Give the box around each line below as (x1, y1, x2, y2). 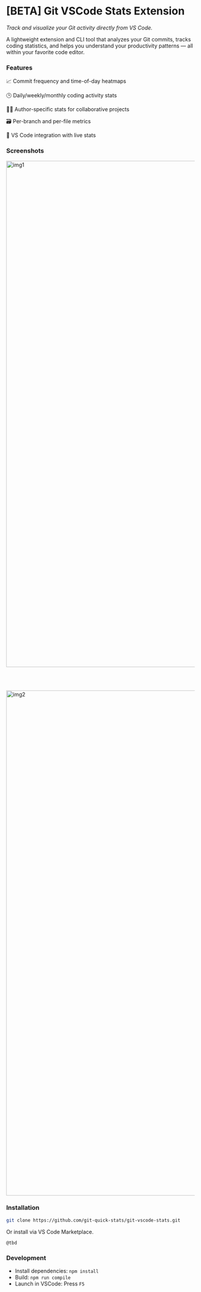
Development (6, 1254, 47, 1262)
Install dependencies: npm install (14, 1267, 99, 1275)
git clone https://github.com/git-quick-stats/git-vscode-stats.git (6, 1217, 181, 1223)
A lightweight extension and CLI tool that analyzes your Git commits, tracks (6, 35, 191, 43)
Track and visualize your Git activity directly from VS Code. (6, 24, 153, 31)
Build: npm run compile (14, 1274, 71, 1281)
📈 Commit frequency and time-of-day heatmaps (6, 78, 127, 85)
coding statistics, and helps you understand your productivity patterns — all (6, 42, 193, 49)
